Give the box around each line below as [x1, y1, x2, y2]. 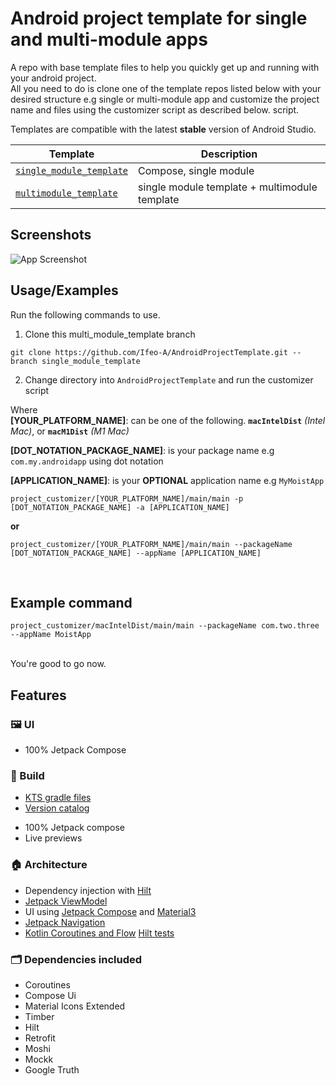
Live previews [24, 832, 83, 844]
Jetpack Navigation [24, 916, 106, 928]
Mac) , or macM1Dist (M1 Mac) [10, 425, 130, 437]
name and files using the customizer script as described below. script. [10, 103, 300, 116]
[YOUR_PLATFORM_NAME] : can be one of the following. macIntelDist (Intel [10, 414, 326, 426]
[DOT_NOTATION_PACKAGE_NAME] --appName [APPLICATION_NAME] [10, 548, 262, 558]
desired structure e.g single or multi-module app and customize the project [10, 93, 320, 105]
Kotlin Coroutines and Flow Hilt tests [24, 927, 175, 939]
